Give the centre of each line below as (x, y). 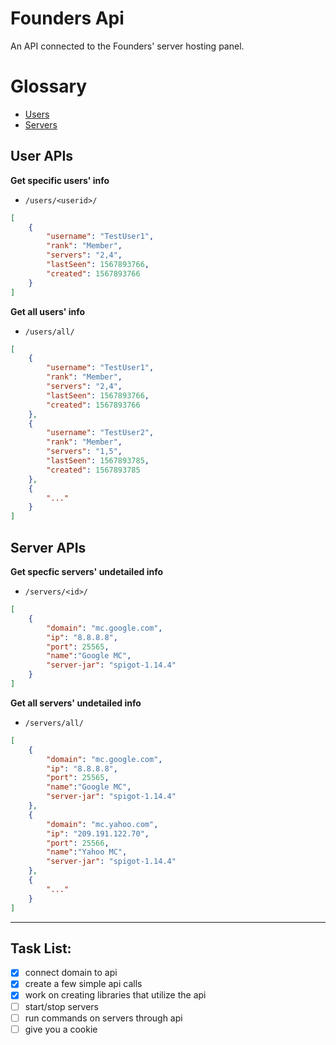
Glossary (49, 86)
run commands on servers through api (103, 1018)
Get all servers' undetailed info (76, 703)
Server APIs (48, 547)
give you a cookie (61, 1029)
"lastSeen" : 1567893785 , (98, 461)
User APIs (42, 156)
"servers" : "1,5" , (84, 452)
